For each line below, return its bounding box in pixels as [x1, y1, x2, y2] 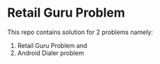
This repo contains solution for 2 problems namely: [7, 28, 153, 36]
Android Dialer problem [17, 49, 85, 57]
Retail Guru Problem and [17, 41, 88, 49]
